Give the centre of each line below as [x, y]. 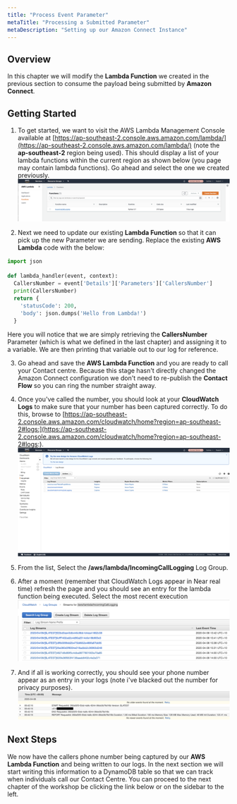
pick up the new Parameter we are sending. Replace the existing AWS [119, 240]
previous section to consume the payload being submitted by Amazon [109, 84]
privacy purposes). [45, 687]
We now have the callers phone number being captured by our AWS [107, 756]
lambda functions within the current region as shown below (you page [119, 160]
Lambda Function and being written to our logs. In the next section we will [115, 764]
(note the [206, 145]
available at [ [36, 138]
